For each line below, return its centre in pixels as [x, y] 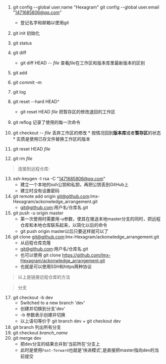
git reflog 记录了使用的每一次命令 [47, 122]
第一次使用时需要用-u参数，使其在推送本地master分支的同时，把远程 [90, 219]
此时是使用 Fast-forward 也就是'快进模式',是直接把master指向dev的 [87, 350]
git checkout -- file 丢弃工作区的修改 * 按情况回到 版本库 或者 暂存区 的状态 [87, 133]
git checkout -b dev [33, 297]
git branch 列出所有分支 [37, 327]
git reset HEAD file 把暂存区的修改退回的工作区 [68, 112]
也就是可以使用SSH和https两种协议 [56, 266]
